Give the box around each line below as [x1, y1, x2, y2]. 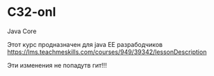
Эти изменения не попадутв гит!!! [7, 61, 108, 69]
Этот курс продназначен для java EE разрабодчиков [7, 40, 163, 48]
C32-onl [7, 4, 56, 20]
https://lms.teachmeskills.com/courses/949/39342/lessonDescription [7, 48, 207, 56]
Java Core [7, 27, 37, 35]
